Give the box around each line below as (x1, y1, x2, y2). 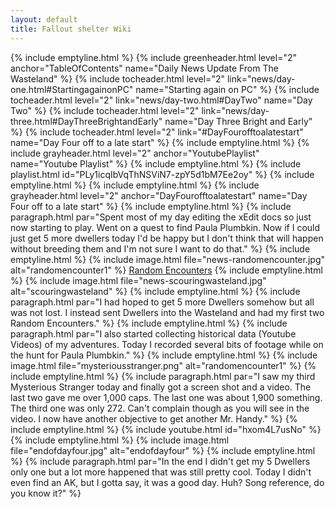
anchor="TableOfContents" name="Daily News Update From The (10, 62, 279, 74)
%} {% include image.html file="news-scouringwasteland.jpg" (10, 274, 267, 286)
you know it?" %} (10, 487, 82, 499)
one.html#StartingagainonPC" (10, 83, 134, 95)
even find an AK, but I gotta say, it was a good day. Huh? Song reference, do (10, 476, 325, 488)
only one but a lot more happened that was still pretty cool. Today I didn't (10, 466, 312, 478)
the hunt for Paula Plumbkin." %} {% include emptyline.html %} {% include (10, 349, 318, 361)
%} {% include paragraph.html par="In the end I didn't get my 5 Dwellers (10, 455, 311, 467)
